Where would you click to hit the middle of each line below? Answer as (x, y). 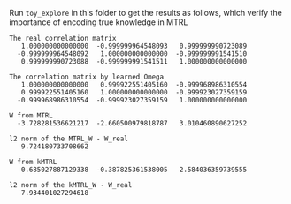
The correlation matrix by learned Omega (87, 77)
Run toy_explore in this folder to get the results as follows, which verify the (146, 13)
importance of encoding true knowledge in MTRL (99, 22)
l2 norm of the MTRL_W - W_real (69, 139)
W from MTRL (31, 116)
